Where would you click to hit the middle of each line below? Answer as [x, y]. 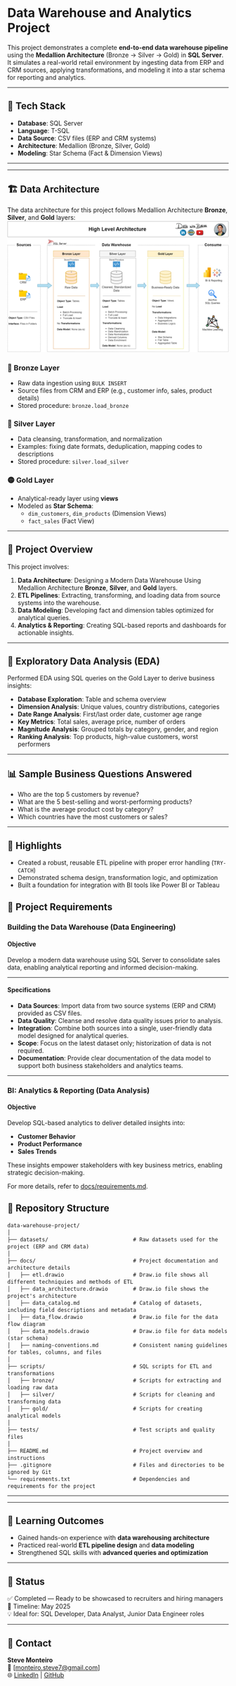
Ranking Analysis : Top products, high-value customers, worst [107, 737]
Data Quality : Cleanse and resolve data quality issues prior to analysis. [120, 1020]
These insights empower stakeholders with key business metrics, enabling [115, 1165]
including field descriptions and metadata [72, 1310]
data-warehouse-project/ [44, 1225]
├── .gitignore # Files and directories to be [116, 1465]
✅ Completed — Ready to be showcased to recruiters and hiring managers [115, 1599]
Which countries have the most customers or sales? [92, 817]
